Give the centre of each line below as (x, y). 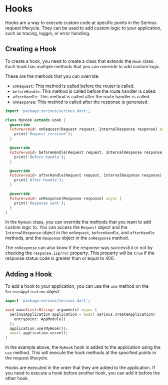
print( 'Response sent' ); (40, 203)
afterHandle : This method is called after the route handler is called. (81, 96)
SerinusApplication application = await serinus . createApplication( (82, 314)
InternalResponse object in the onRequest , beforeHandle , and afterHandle (80, 233)
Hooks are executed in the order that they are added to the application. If (80, 368)
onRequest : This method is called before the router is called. (73, 86)
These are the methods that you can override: (52, 76)
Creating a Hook (31, 49)
